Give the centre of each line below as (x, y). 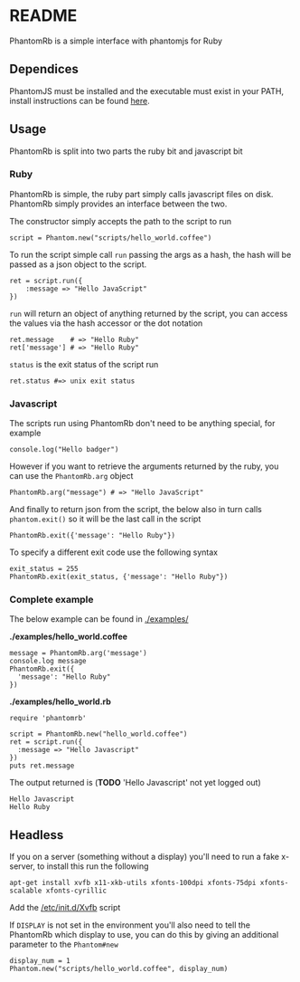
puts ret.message (42, 766)
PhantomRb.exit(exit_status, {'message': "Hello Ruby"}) (119, 577)
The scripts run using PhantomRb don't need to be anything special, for (142, 424)
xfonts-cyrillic (76, 891)
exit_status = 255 (44, 569)
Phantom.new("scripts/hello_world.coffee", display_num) (119, 969)
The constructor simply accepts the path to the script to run (121, 221)
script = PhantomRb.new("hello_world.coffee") (98, 734)
